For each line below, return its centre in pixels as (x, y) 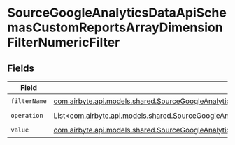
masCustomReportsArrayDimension (115, 28)
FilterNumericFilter (64, 43)
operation (27, 115)
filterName (29, 101)
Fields (21, 68)
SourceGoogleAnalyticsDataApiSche (117, 13)
